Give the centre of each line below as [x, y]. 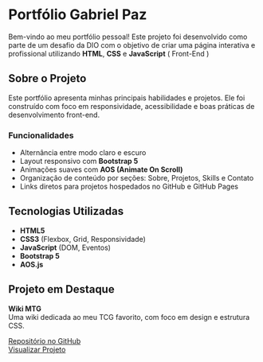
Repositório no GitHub [45, 341]
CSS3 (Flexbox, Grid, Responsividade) [82, 239]
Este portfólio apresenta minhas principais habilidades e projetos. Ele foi [127, 98]
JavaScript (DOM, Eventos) [65, 247]
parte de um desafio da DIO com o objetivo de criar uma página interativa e [132, 45]
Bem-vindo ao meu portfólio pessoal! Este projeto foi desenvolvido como [128, 37]
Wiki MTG [25, 309]
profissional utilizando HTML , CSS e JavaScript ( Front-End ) [109, 53]
